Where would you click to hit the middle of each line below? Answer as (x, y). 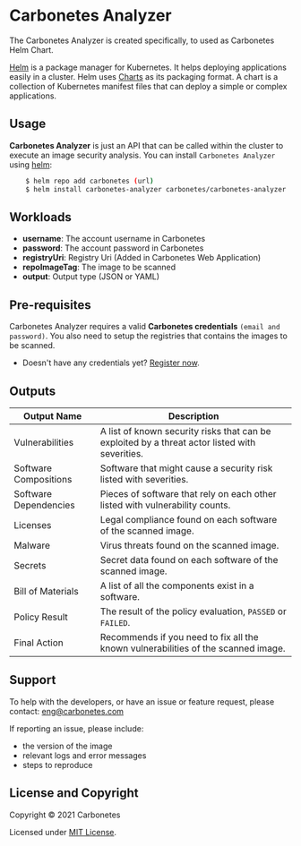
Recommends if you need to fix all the (179, 637)
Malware (32, 545)
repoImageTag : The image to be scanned (99, 267)
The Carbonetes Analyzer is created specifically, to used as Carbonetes (142, 40)
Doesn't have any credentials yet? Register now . (111, 363)
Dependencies (44, 505)
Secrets (30, 565)
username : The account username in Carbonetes (114, 239)
